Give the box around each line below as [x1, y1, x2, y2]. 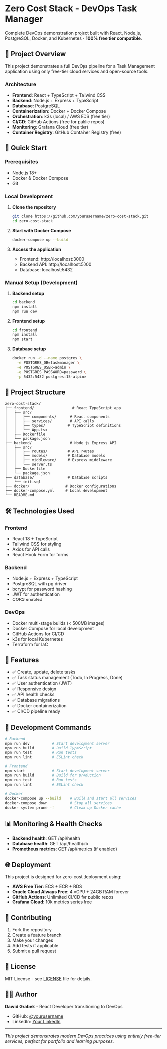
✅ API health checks [12, 691, 55, 698]
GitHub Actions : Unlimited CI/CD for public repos [12, 894, 114, 900]
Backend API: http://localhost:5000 [19, 261, 92, 267]
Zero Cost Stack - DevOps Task [5, 3, 137, 14]
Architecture [5, 81, 37, 88]
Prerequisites [5, 158, 38, 165]
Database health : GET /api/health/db [12, 841, 88, 847]
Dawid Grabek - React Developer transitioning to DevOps [5, 1003, 123, 1009]
